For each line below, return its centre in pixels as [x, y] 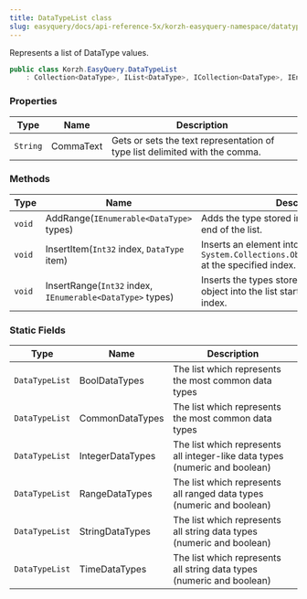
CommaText [77, 145]
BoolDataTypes [111, 380]
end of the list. [232, 230]
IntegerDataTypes [117, 456]
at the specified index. [249, 264]
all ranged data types [218, 494]
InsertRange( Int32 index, [99, 285]
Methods [30, 179]
